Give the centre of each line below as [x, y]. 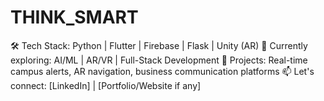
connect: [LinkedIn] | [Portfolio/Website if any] [106, 85]
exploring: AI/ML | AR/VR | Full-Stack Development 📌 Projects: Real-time [159, 60]
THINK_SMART [74, 17]
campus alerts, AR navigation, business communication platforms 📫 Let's [162, 71]
